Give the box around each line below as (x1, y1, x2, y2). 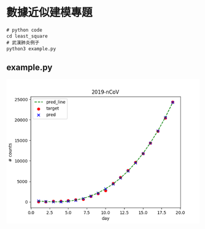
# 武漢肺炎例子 (6, 39, 40, 46)
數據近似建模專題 (6, 6, 93, 20)
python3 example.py (6, 45, 56, 52)
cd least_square (6, 33, 48, 39)
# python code (6, 27, 43, 33)
